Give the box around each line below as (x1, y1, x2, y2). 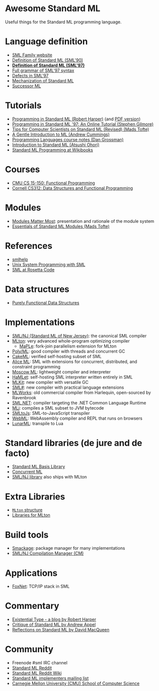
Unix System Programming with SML (12, 262, 86, 267)
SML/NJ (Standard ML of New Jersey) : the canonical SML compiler (12, 333, 147, 339)
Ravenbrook (12, 395, 36, 400)
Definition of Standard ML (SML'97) (12, 62, 85, 68)
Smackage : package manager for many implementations (12, 545, 125, 551)
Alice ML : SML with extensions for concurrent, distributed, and (12, 359, 137, 364)
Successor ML (12, 83, 41, 89)
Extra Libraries (5, 491, 65, 502)
